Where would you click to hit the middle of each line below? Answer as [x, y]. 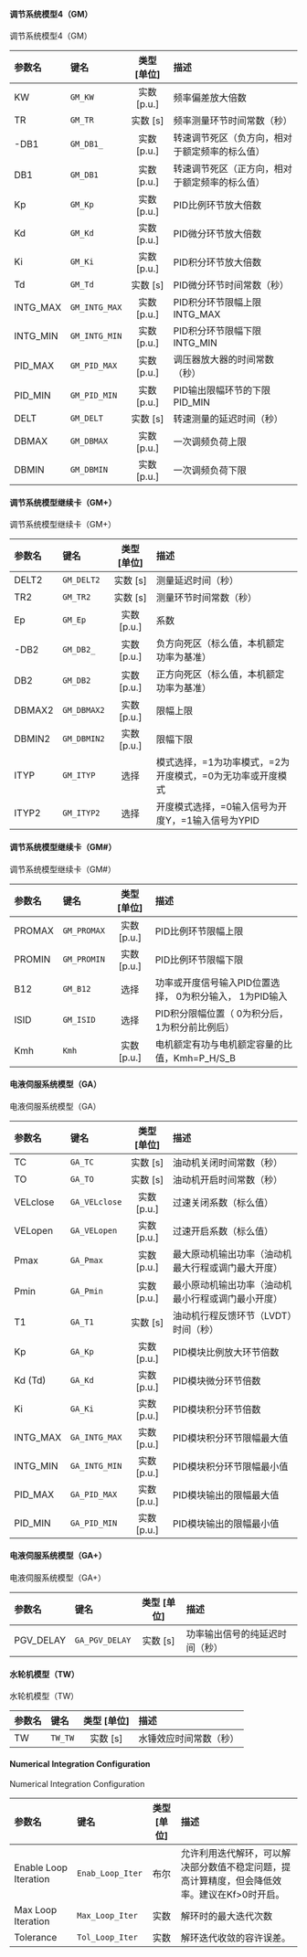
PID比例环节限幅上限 [199, 931]
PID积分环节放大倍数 [217, 262]
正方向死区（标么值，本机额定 [220, 675]
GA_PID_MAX [94, 1494]
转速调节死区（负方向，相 [228, 138]
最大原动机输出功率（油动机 [232, 1254]
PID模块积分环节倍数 [217, 1409]
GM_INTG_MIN [96, 336]
